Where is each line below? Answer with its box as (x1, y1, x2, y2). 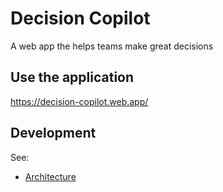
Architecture (24, 170, 77, 182)
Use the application (10, 69, 135, 86)
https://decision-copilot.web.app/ (10, 95, 149, 107)
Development (10, 125, 97, 142)
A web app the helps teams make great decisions (10, 40, 214, 52)
